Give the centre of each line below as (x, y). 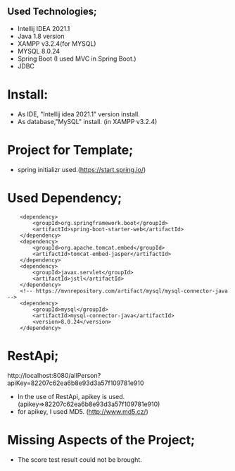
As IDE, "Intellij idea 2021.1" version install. (79, 114)
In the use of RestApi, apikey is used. (71, 396)
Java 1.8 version (41, 36)
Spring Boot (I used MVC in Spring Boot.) (77, 59)
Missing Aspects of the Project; (101, 440)
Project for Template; (70, 150)
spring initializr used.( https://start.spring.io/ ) (82, 169)
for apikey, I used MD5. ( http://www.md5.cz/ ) (83, 411)
